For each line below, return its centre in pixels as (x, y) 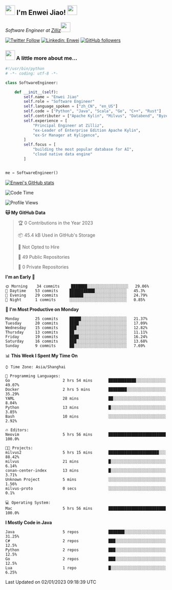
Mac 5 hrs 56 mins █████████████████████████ (86, 508)
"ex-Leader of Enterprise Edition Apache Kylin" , (87, 130)
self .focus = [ (40, 145)
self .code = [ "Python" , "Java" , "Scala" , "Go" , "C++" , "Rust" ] (92, 111)
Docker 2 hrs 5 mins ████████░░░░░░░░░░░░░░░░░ (86, 389)
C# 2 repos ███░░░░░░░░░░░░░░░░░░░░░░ (86, 541)
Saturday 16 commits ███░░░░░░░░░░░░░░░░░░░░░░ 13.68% (76, 341)
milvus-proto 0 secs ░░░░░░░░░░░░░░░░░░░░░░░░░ (86, 488)
